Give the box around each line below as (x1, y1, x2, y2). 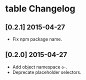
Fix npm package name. (12, 36, 62, 42)
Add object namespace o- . (12, 63, 67, 70)
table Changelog (5, 3, 75, 14)
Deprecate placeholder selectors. (12, 69, 81, 75)
